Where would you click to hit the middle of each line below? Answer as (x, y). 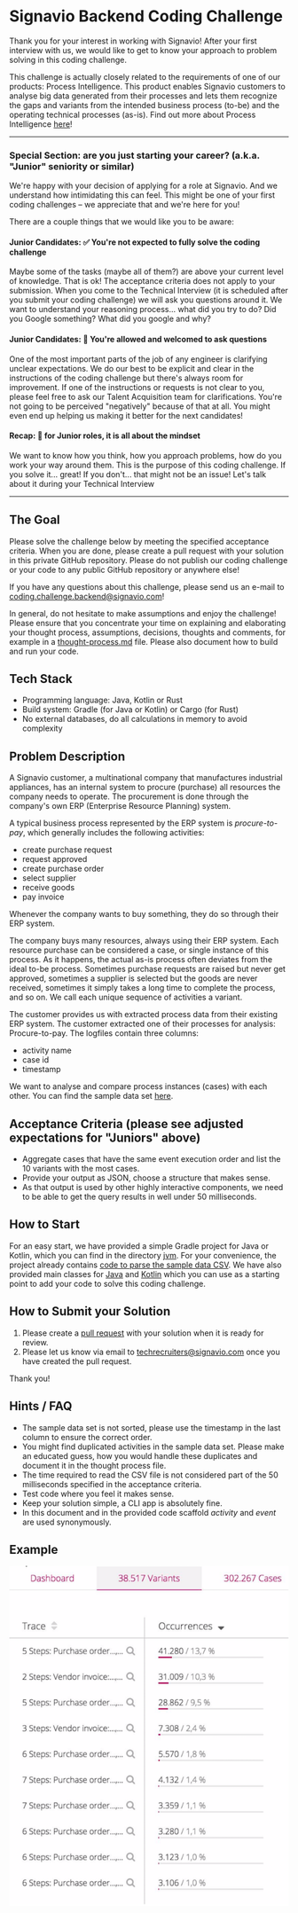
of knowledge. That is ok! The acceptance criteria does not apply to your (142, 281)
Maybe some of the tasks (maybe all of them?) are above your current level (146, 271)
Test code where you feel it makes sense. (98, 1494)
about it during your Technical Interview (82, 483)
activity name (47, 1051)
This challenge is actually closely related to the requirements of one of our (145, 76)
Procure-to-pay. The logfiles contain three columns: (104, 1033)
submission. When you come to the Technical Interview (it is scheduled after (149, 291)
